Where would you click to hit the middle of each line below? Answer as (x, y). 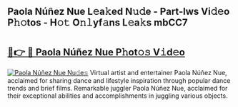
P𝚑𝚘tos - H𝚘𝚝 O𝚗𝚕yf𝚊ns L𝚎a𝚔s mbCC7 (98, 23)
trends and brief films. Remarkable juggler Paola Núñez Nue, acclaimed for (118, 88)
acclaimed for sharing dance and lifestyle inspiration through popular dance (119, 80)
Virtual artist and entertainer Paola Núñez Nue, (158, 73)
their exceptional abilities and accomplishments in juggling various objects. (118, 96)
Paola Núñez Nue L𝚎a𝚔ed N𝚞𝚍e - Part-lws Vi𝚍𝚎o (119, 12)
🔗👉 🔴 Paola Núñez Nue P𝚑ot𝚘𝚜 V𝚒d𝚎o (96, 52)
